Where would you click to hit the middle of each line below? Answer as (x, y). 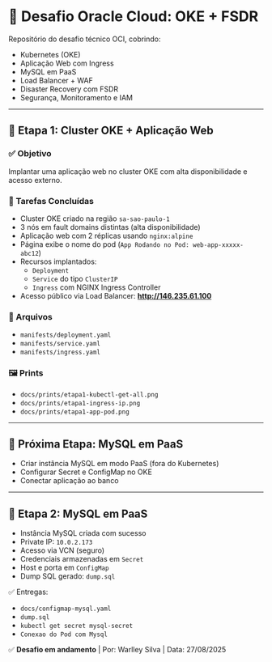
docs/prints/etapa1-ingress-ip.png (80, 403)
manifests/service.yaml (60, 344)
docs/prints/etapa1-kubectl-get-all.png (89, 395)
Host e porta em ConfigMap (64, 568)
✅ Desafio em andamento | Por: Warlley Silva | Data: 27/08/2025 (117, 650)
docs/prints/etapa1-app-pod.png (74, 412)
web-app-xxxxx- (219, 245)
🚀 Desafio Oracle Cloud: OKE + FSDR (134, 17)
